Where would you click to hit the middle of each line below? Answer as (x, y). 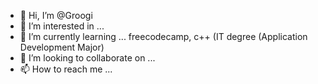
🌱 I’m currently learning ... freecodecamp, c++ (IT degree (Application (163, 36)
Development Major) (62, 47)
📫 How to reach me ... (66, 69)
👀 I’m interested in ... (62, 26)
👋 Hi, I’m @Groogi (56, 15)
